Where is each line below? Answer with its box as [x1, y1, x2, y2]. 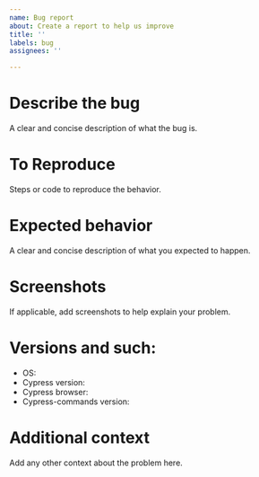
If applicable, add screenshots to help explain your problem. [9, 306, 231, 317]
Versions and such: [9, 338, 157, 358]
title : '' [9, 30, 47, 39]
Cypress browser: [22, 386, 89, 397]
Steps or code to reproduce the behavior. [9, 184, 161, 194]
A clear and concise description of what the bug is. [9, 123, 198, 134]
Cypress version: [22, 376, 85, 387]
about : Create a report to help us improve [9, 22, 175, 31]
